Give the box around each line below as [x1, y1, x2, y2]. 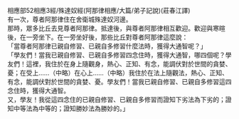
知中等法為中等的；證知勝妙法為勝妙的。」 [7, 104, 129, 113]
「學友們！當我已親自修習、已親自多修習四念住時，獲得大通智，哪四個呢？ [7, 51, 225, 59]
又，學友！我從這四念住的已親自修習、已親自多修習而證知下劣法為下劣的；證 [7, 95, 232, 103]
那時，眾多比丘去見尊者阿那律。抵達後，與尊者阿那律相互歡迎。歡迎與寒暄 [7, 24, 225, 32]
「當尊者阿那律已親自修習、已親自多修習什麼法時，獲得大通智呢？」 [7, 42, 207, 50]
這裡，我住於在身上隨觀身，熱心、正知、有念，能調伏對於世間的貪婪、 [26, 60, 232, 68]
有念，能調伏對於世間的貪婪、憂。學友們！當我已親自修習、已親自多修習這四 [7, 78, 232, 86]
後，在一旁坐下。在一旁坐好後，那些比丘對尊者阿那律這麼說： [7, 33, 188, 41]
